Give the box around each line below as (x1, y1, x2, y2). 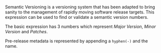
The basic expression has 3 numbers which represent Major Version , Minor (5, 24, 156, 29)
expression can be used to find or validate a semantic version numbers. (5, 14, 148, 20)
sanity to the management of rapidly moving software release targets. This (5, 9, 155, 15)
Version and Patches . (5, 29, 48, 34)
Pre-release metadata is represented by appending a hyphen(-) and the (5, 38, 148, 44)
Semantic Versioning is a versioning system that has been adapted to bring (5, 4, 155, 10)
